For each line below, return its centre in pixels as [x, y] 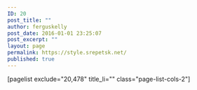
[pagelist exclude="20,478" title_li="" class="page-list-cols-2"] [99, 79]
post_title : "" [29, 20]
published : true [31, 59]
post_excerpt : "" [33, 40]
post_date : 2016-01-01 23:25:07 [54, 33]
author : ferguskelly [38, 27]
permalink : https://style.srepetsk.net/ [67, 53]
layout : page [26, 46]
